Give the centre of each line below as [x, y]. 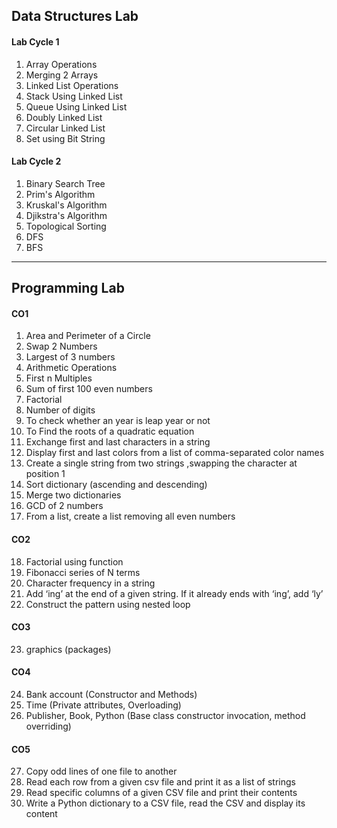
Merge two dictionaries [73, 495]
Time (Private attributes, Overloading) [103, 705]
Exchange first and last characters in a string [118, 442]
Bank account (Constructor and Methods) [111, 694]
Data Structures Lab [75, 16]
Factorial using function [74, 561]
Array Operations [61, 64]
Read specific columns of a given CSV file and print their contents [161, 793]
